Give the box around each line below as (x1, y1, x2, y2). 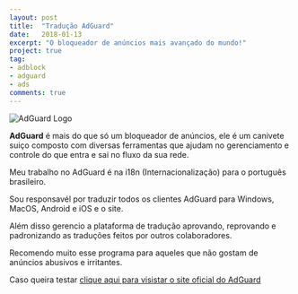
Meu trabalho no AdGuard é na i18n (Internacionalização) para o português (9, 167, 287, 177)
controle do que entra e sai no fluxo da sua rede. (9, 149, 189, 160)
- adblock (9, 64, 47, 73)
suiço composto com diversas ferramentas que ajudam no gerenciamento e (9, 140, 290, 151)
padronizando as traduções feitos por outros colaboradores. (9, 229, 232, 240)
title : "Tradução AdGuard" (9, 22, 115, 30)
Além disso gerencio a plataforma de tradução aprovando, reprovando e (9, 220, 276, 231)
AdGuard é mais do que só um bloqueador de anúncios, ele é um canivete (9, 130, 285, 141)
